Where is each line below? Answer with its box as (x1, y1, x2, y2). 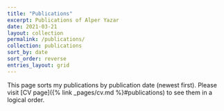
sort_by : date (7, 49, 49, 56)
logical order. (7, 95, 45, 104)
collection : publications (7, 42, 82, 49)
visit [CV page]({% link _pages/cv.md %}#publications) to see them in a (7, 88, 213, 96)
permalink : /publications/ (7, 36, 85, 43)
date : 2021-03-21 (7, 23, 58, 30)
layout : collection (7, 29, 64, 37)
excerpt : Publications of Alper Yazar (7, 17, 119, 24)
